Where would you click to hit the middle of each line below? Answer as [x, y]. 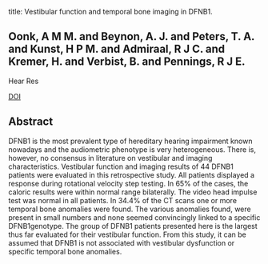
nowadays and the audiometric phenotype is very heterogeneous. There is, [132, 149]
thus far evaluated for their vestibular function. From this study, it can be [127, 234]
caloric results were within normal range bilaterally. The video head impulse [133, 192]
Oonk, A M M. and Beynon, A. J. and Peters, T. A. [131, 36]
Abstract [31, 122]
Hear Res [24, 81]
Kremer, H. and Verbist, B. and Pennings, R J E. [127, 62]
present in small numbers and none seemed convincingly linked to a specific [134, 217]
